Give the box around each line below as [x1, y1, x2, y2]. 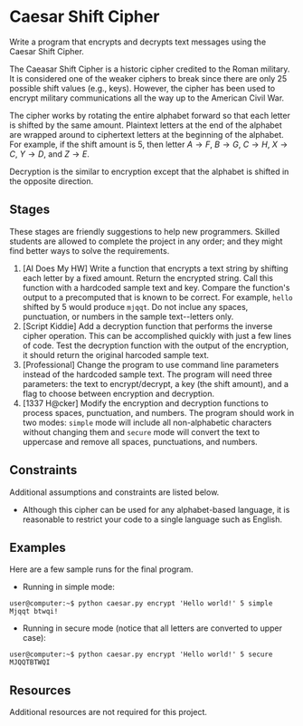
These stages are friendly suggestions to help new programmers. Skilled [9, 226, 280, 237]
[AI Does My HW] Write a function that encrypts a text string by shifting [22, 263, 289, 274]
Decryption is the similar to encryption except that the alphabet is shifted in [9, 166, 289, 177]
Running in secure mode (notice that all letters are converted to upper [22, 623, 283, 634]
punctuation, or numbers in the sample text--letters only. [22, 311, 234, 322]
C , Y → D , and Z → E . [9, 148, 90, 160]
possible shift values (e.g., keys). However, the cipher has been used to [9, 82, 276, 93]
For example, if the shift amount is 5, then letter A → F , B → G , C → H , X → [9, 139, 289, 150]
